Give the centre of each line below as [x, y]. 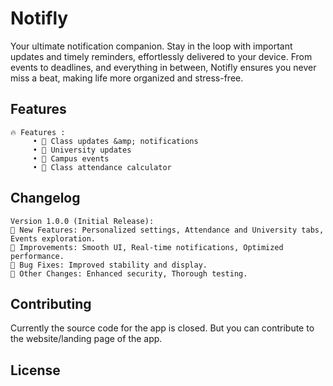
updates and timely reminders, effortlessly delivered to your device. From [161, 56]
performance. [37, 256]
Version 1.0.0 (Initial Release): [82, 221]
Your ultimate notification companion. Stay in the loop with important [151, 46]
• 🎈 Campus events [71, 158]
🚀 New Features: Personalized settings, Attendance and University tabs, [167, 230]
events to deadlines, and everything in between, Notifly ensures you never [163, 67]
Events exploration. [53, 238]
